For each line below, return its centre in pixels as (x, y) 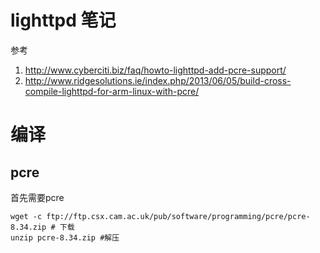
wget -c (26, 216)
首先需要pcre (37, 197)
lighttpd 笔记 (63, 20)
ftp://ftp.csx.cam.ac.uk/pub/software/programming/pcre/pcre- (178, 216)
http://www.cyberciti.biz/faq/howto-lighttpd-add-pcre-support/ (155, 70)
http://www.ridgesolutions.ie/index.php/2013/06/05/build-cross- (158, 80)
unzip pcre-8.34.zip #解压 (65, 237)
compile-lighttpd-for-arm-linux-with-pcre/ (112, 91)
